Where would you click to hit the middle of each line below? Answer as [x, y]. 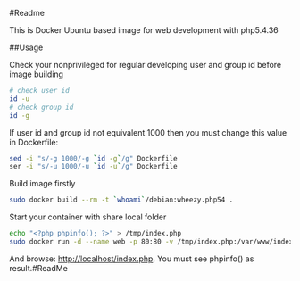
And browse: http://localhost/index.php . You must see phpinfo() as [132, 259]
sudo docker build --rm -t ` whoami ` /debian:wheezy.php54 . [121, 200]
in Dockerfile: [34, 142]
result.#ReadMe [39, 268]
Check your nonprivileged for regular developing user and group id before [146, 65]
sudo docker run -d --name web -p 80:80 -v [92, 242]
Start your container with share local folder [88, 217]
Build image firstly [42, 184]
